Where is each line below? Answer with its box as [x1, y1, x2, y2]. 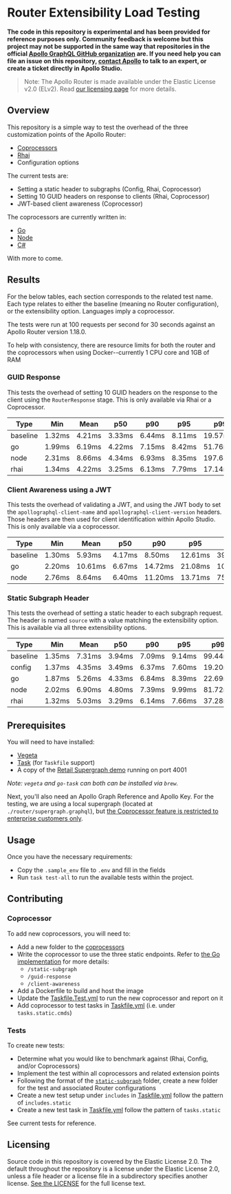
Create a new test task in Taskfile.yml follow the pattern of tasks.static [16, 1106, 221, 1114]
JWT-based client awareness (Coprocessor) [16, 199, 143, 208]
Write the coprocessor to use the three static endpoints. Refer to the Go [16, 950, 220, 958]
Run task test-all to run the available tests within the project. [16, 873, 195, 882]
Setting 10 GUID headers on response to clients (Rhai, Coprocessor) [16, 192, 210, 200]
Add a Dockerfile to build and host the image [16, 986, 144, 995]
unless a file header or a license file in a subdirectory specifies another [7, 1171, 208, 1180]
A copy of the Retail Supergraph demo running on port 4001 [16, 766, 187, 774]
